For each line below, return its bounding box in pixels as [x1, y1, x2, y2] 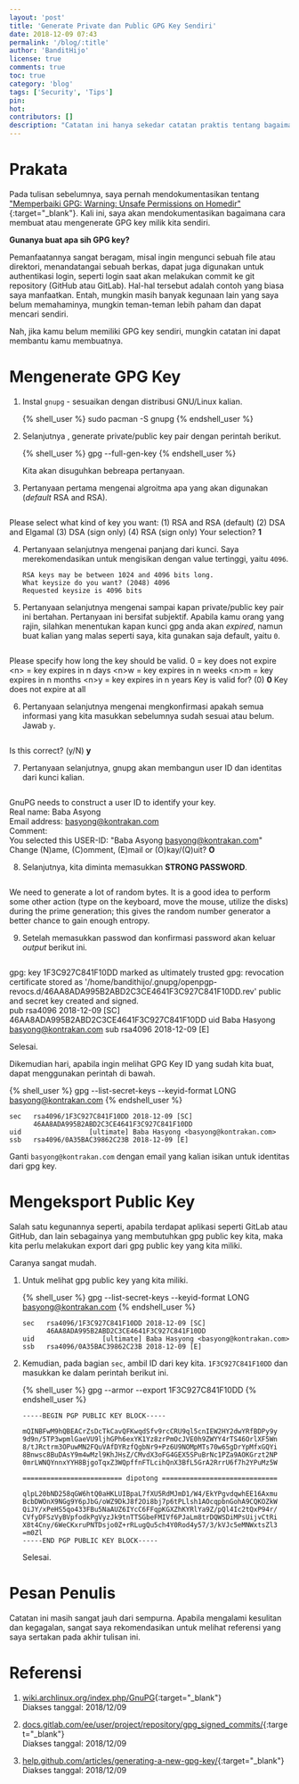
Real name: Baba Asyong [9, 806, 101, 817]
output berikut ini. [21, 942, 87, 953]
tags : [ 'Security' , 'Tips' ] [9, 87, 114, 96]
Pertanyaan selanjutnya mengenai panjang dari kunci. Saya [21, 543, 239, 554]
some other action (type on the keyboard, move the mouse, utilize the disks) [9, 896, 289, 906]
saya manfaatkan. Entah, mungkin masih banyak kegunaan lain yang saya [9, 289, 279, 300]
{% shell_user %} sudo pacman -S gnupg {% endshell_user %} [21, 413, 254, 424]
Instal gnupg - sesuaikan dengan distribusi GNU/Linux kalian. [21, 396, 243, 407]
